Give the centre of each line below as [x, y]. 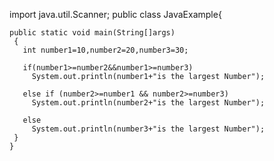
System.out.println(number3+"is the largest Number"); [148, 129]
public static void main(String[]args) [92, 33]
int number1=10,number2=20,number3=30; [105, 50]
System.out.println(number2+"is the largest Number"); [148, 103]
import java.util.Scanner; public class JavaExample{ [115, 14]
